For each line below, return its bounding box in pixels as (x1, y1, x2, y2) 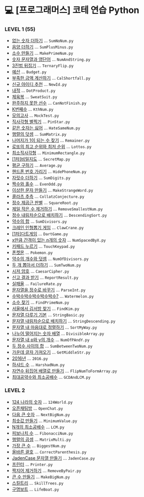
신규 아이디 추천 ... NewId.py (11, 81, 67, 87)
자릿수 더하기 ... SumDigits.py (11, 175, 71, 181)
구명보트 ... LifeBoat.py (11, 486, 59, 492)
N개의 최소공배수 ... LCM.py (11, 424, 65, 430)
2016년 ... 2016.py (11, 355, 48, 361)
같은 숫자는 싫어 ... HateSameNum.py (11, 125, 81, 131)
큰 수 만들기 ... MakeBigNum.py (11, 474, 70, 480)
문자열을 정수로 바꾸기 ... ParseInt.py (11, 287, 86, 293)
